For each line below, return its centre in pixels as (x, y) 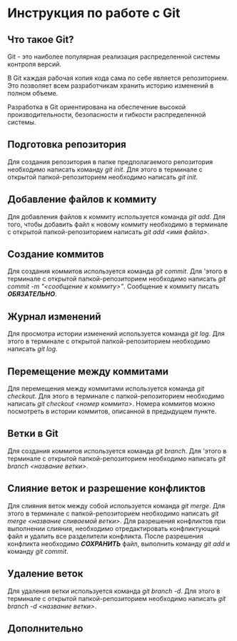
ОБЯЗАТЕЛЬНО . (32, 294)
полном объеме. (33, 93)
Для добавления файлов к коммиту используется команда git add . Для (116, 216)
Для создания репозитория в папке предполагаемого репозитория (110, 161)
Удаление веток (45, 574)
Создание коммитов (56, 254)
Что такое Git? (41, 40)
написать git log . (33, 349)
